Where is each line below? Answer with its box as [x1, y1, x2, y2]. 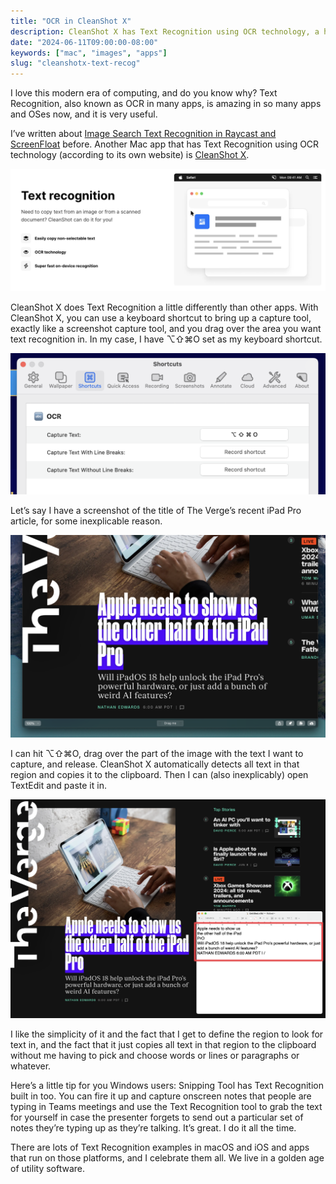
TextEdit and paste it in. [10, 779, 107, 791]
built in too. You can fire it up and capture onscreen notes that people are [10, 1090, 312, 1102]
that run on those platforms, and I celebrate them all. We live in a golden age [10, 1151, 325, 1164]
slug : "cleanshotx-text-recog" [10, 58, 141, 69]
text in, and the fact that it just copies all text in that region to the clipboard [10, 1038, 317, 1050]
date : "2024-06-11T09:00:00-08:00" [10, 37, 159, 47]
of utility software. [10, 1162, 86, 1174]
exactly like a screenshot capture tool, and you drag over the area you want [10, 323, 322, 335]
